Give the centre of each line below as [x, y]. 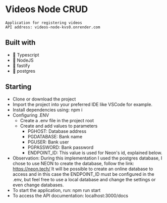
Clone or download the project [44, 99]
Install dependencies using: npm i [47, 110]
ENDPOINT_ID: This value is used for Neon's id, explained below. [95, 153]
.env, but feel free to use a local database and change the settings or [84, 179]
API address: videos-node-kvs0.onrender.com [53, 27]
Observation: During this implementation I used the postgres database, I [87, 158]
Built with [20, 43]
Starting [18, 87]
